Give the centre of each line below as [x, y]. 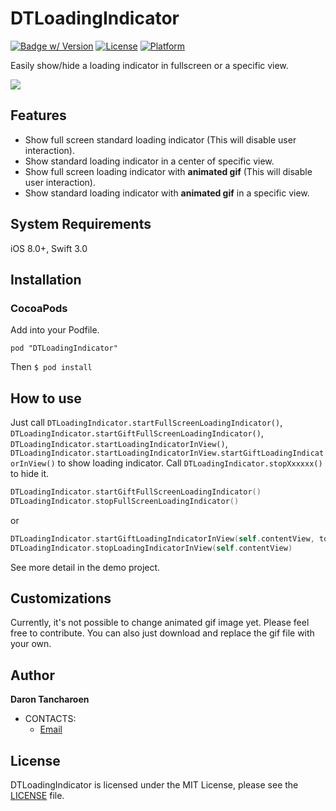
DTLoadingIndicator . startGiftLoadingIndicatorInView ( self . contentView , [162, 538]
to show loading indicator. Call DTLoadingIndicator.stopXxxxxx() [190, 463]
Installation [46, 279]
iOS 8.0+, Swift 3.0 [49, 248]
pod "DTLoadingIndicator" [64, 348]
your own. [31, 644]
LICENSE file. [37, 795]
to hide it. [30, 474]
